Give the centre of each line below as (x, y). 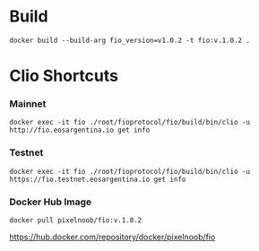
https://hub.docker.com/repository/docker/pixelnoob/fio (112, 237)
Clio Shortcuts (64, 76)
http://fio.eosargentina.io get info (80, 130)
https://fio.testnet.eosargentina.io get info (98, 179)
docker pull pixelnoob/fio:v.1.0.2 (76, 221)
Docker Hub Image (51, 202)
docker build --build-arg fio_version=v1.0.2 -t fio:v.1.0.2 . (130, 40)
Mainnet (28, 104)
